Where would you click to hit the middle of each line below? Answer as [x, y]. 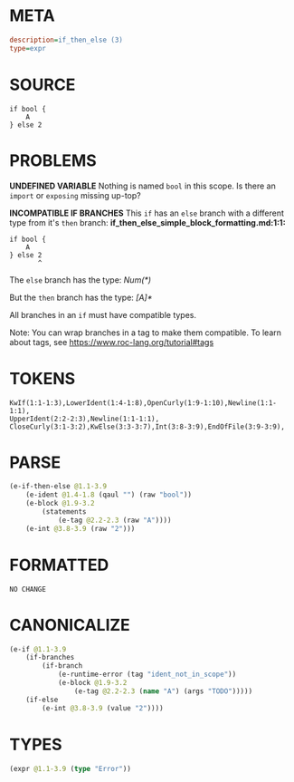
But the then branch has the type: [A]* [81, 297]
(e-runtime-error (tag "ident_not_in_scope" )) [147, 675]
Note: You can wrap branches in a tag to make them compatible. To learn [146, 333]
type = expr [28, 48]
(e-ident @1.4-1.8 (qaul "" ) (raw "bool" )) [109, 495]
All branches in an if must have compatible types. [103, 314]
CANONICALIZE [70, 625]
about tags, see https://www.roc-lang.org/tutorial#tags [112, 342]
